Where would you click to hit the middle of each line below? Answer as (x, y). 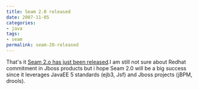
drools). (16, 80)
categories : (21, 23)
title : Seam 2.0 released (38, 12)
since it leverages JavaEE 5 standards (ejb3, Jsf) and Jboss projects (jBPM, (99, 75)
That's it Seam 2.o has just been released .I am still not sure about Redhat (96, 62)
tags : (13, 34)
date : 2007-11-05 (28, 17)
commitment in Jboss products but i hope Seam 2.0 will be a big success (96, 68)
